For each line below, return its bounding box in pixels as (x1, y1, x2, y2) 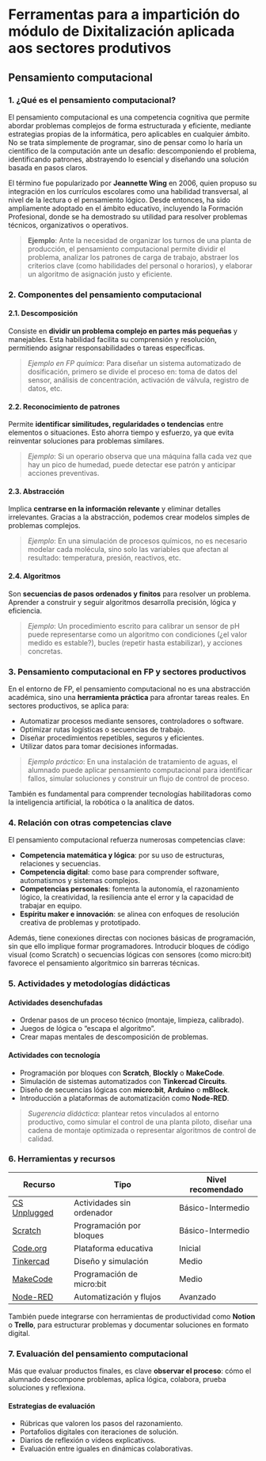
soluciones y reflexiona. (8, 1383, 86, 1393)
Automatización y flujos (74, 1291, 161, 1302)
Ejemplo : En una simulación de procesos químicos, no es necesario (27, 536, 248, 546)
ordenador (74, 1207, 113, 1218)
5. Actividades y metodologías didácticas (8, 978, 171, 989)
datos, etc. (27, 384, 63, 393)
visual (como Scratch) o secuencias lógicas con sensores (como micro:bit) (8, 950, 252, 960)
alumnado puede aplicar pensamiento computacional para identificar (27, 765, 253, 774)
